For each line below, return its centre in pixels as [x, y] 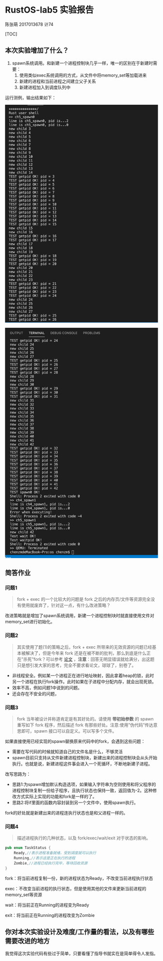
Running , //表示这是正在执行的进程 [45, 858]
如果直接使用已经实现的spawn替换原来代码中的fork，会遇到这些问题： [75, 741]
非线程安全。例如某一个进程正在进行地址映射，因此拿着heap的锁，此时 [83, 675]
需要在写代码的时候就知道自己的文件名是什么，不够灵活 [67, 752]
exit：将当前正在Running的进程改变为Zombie [50, 915]
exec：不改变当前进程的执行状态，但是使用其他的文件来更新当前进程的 [76, 888]
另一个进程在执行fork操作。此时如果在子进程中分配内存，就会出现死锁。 [84, 681]
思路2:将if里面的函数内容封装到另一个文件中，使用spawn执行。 [75, 802]
